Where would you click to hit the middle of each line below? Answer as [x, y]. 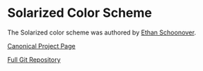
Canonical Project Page [41, 46]
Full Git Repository [34, 59]
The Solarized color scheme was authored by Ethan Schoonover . [102, 32]
